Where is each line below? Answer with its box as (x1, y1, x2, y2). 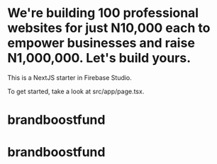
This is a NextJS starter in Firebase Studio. (7, 73, 133, 82)
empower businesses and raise (7, 35, 195, 51)
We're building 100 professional (7, 5, 199, 21)
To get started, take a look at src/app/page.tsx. (7, 87, 145, 95)
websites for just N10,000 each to (7, 20, 211, 36)
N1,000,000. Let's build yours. (7, 50, 191, 66)
